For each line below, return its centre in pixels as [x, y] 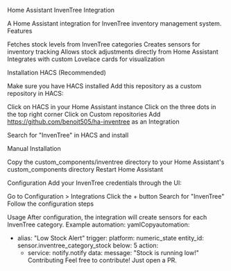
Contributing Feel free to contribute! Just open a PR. [102, 260]
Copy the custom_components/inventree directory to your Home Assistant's [116, 162]
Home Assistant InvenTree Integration [61, 10]
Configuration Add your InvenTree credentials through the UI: [94, 183]
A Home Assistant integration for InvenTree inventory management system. [114, 23]
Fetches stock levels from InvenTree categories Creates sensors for [104, 44]
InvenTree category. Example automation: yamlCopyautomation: [99, 224]
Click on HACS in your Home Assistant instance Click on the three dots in [112, 107]
